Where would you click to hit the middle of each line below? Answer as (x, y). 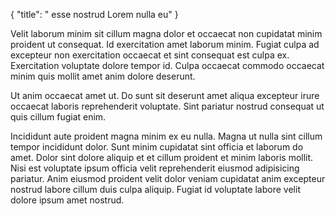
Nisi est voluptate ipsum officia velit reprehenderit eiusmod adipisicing (155, 168)
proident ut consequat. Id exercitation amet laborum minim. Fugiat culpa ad (165, 44)
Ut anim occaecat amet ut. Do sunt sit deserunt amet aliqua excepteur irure (165, 95)
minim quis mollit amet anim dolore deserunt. (103, 76)
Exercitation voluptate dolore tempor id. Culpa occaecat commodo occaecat (167, 65)
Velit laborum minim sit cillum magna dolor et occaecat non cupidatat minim (166, 33)
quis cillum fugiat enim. (58, 117)
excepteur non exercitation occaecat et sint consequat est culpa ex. (150, 55)
